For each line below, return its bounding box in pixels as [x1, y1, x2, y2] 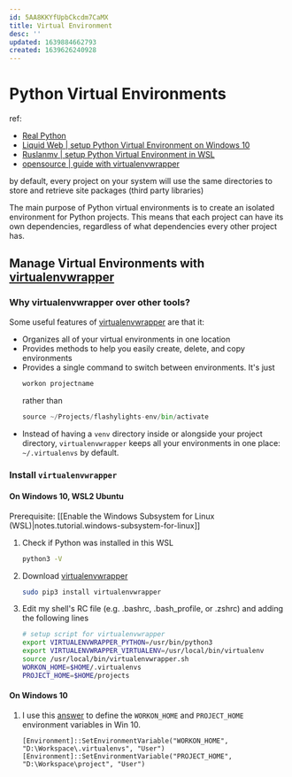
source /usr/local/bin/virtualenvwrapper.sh [21, 655, 189, 664]
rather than [21, 395, 64, 405]
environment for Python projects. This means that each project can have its [9, 212, 284, 222]
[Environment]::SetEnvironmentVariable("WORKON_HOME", [21, 736, 229, 745]
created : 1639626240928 [9, 46, 97, 55]
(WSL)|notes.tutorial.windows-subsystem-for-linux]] [9, 519, 201, 531]
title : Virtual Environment [9, 21, 113, 30]
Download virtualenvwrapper [21, 570, 128, 581]
